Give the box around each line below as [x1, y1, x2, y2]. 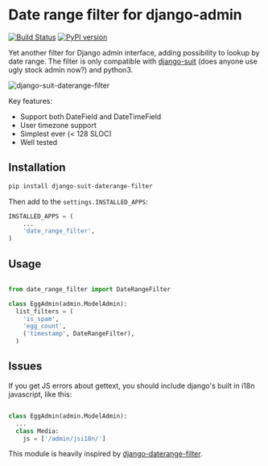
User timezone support [19, 120, 97, 130]
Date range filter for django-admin [8, 6, 243, 24]
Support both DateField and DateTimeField [19, 111, 162, 122]
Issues [8, 360, 43, 373]
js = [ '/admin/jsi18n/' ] [23, 435, 106, 443]
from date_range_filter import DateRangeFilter [8, 285, 171, 293]
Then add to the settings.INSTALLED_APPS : [8, 196, 149, 206]
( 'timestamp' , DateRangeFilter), [23, 330, 135, 338]
